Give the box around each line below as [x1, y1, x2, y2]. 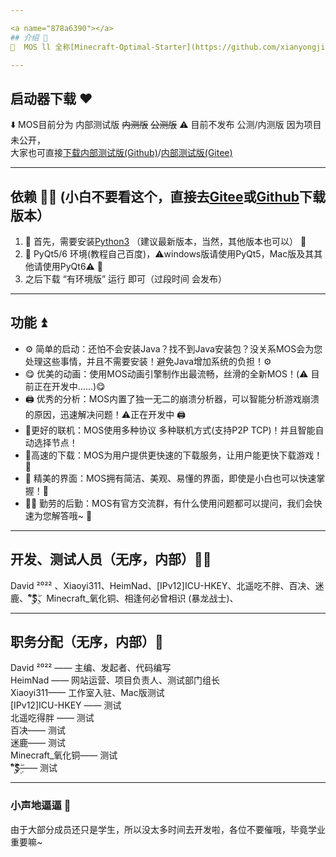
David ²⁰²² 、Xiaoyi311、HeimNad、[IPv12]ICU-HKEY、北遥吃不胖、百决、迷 [10, 579, 325, 591]
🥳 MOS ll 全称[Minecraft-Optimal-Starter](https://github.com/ [10, 42, 281, 52]
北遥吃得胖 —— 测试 [10, 712, 95, 724]
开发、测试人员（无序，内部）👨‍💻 [10, 551, 212, 568]
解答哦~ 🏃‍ [51, 509, 93, 521]
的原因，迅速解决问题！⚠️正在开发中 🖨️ [24, 408, 187, 420]
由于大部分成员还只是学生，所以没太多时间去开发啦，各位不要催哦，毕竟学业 [10, 823, 326, 835]
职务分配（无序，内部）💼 [10, 634, 164, 651]
